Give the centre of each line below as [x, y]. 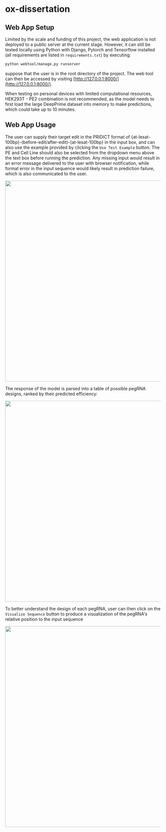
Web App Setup [30, 27]
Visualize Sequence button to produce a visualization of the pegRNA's [76, 614]
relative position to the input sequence [44, 619]
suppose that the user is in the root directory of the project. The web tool [79, 73]
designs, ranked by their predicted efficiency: [51, 394]
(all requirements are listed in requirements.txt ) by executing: [68, 55]
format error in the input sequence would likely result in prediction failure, [80, 168]
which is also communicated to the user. [46, 174]
